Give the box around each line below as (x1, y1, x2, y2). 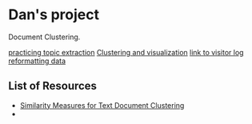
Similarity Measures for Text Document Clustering (19, 100, 185, 110)
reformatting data (8, 56, 66, 66)
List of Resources (8, 79, 98, 93)
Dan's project (8, 6, 100, 24)
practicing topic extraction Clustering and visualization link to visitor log (8, 47, 244, 57)
